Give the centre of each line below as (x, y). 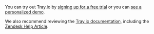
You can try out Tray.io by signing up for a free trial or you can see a (73, 7)
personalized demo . (25, 12)
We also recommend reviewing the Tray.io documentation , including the (77, 21)
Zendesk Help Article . (27, 26)
